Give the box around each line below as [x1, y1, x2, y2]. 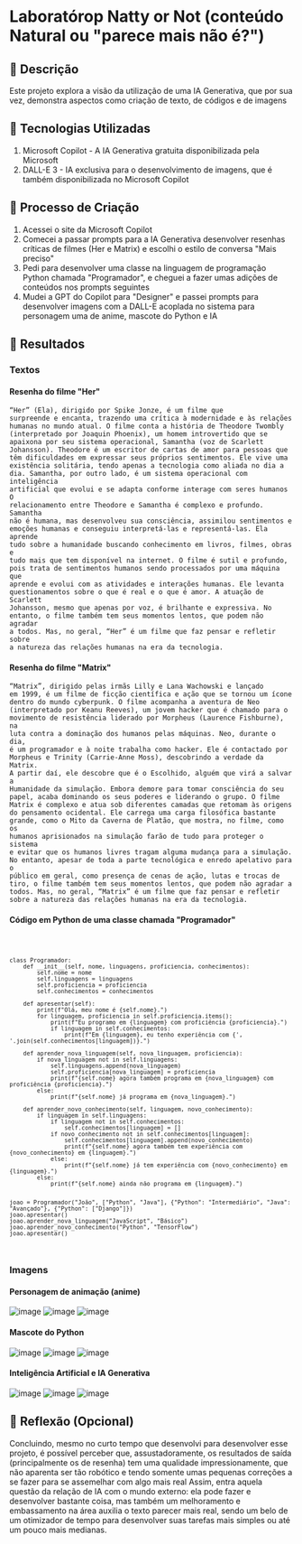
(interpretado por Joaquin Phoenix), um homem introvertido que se [9, 430, 269, 439]
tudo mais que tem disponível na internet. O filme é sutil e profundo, [9, 556, 288, 565]
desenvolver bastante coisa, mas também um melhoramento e [9, 1495, 241, 1506]
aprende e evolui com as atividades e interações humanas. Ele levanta [9, 580, 284, 589]
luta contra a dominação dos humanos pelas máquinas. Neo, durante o [9, 730, 277, 739]
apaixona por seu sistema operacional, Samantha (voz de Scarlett [9, 438, 264, 447]
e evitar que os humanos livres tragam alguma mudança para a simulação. [9, 848, 293, 857]
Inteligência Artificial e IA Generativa [9, 1368, 151, 1379]
